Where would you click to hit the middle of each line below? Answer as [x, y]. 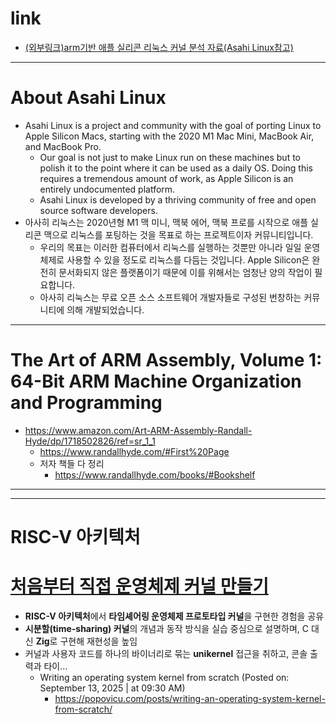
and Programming [86, 403]
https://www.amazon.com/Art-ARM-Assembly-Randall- [138, 430]
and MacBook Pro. [63, 146]
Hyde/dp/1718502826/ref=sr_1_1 [90, 441]
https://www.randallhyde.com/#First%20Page [134, 451]
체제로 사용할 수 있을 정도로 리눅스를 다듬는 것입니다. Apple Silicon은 [174, 259]
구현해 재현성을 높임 [98, 641]
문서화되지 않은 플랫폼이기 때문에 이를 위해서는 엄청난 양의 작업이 [185, 272]
